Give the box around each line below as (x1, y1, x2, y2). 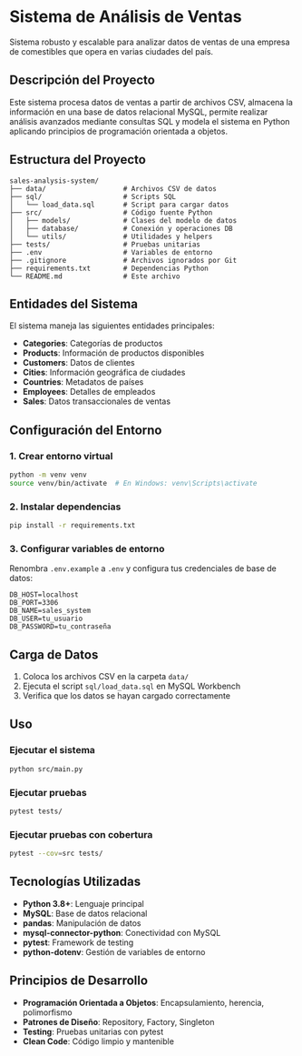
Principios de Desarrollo (9, 973, 148, 989)
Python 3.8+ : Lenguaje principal (22, 898, 145, 909)
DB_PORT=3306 (9, 598, 59, 608)
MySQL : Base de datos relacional (22, 908, 148, 919)
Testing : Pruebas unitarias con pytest (22, 1026, 164, 1037)
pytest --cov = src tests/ (9, 849, 103, 859)
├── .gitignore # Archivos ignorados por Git (9, 256, 238, 265)
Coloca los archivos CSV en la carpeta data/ (22, 671, 189, 682)
